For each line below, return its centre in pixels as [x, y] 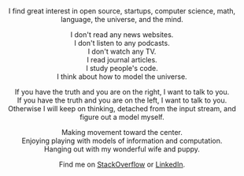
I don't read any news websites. [122, 35]
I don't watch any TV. [122, 51]
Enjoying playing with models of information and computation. [122, 140]
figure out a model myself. [122, 117]
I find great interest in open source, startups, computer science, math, [122, 11]
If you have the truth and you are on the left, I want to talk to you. [122, 100]
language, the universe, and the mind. [122, 19]
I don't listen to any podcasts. [122, 43]
